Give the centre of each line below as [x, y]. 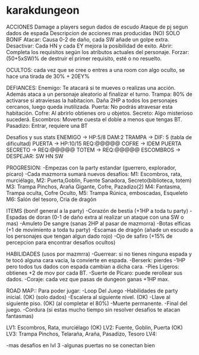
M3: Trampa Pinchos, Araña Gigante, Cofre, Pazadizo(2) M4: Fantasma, [94, 186]
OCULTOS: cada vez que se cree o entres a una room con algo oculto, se [96, 70]
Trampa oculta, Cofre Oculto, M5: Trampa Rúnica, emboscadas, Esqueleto [97, 193]
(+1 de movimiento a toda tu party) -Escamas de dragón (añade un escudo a [99, 230]
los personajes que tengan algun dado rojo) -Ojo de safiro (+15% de [89, 236]
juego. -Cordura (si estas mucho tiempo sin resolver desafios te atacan [93, 309]
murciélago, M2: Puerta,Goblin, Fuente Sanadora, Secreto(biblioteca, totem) [99, 180]
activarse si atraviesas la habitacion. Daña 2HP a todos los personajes [92, 100]
